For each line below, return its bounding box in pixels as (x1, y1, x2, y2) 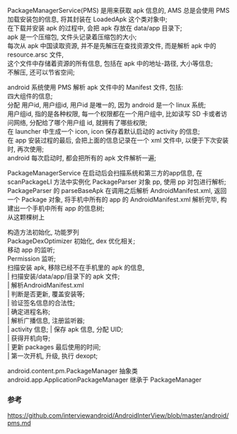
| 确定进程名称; (7, 307, 51, 316)
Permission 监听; (7, 254, 57, 263)
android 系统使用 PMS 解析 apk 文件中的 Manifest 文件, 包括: (7, 83, 184, 91)
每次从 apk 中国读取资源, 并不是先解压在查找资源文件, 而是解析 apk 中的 (7, 42, 216, 49)
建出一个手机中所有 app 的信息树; (7, 204, 105, 212)
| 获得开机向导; (7, 334, 51, 342)
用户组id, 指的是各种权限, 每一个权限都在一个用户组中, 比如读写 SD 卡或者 (7, 110, 221, 118)
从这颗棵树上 (7, 213, 45, 221)
